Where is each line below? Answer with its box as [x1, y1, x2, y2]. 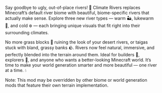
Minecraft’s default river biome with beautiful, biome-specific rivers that [5, 10, 150, 16]
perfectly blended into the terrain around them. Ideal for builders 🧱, [5, 52, 140, 57]
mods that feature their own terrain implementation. [5, 82, 109, 88]
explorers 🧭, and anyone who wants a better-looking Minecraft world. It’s [5, 57, 151, 63]
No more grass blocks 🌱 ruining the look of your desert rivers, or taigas [5, 39, 148, 45]
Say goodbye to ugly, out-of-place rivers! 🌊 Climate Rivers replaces [5, 5, 141, 10]
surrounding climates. [5, 30, 49, 35]
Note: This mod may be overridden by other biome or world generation [5, 77, 147, 83]
